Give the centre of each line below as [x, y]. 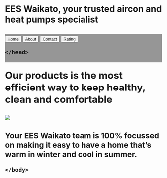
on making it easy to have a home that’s [78, 145]
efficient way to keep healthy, [75, 87]
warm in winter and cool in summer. [71, 154]
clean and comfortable [59, 99]
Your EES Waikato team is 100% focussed [82, 135]
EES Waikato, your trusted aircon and [83, 9]
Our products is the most [64, 75]
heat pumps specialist [52, 20]
